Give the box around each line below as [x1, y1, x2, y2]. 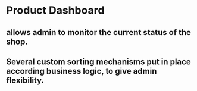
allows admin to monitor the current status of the [6, 27, 192, 37]
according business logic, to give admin [6, 66, 157, 76]
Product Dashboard [6, 4, 105, 17]
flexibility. [6, 75, 45, 85]
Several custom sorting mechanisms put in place [6, 57, 192, 67]
